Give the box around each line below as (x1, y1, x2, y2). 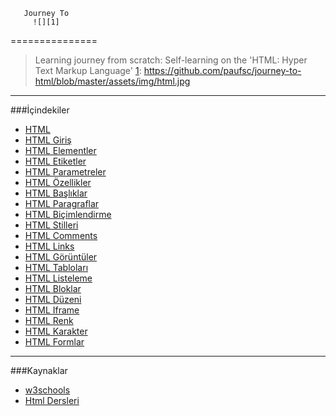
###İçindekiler (10, 104, 70, 116)
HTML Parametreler (24, 166, 107, 178)
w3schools (24, 384, 71, 396)
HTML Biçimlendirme (24, 209, 112, 220)
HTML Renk (24, 315, 74, 326)
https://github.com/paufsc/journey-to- (143, 65, 302, 76)
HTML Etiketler (24, 155, 87, 167)
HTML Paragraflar (24, 198, 100, 209)
